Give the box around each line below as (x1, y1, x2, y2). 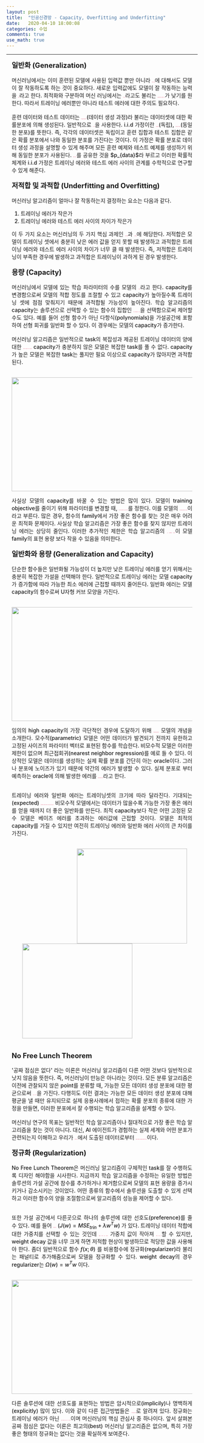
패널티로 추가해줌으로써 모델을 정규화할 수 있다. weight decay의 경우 (19, 1253, 192, 1261)
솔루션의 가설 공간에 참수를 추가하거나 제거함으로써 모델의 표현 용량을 (12, 1179, 177, 1187)
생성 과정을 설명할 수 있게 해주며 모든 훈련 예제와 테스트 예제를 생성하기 (18, 144, 186, 151)
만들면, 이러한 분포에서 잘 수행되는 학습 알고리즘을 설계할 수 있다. (22, 1105, 176, 1112)
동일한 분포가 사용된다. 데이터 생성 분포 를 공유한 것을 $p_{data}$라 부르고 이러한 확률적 (18, 151, 192, 159)
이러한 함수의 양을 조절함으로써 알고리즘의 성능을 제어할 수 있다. (22, 1195, 173, 1202)
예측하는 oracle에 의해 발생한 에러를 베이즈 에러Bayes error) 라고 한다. (12, 772, 126, 780)
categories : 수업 (6, 26, 47, 32)
